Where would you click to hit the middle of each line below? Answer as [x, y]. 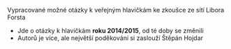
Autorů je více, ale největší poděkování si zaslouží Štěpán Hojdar [110, 38]
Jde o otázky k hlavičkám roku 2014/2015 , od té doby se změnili [110, 31]
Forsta [16, 17]
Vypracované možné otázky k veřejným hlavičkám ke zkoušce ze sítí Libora [116, 10]
